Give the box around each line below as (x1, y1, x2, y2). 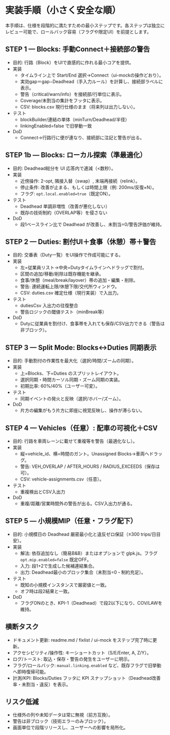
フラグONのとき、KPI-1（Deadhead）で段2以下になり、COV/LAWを (20, 600, 162, 606)
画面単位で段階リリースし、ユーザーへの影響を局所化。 (12, 724, 128, 730)
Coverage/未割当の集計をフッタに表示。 (20, 97, 105, 103)
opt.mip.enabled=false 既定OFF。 (20, 556, 92, 563)
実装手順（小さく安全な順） (5, 5, 121, 16)
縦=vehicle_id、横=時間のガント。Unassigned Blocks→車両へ (20, 451, 150, 457)
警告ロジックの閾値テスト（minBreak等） (20, 309, 107, 315)
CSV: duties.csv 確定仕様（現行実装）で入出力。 (20, 290, 122, 296)
